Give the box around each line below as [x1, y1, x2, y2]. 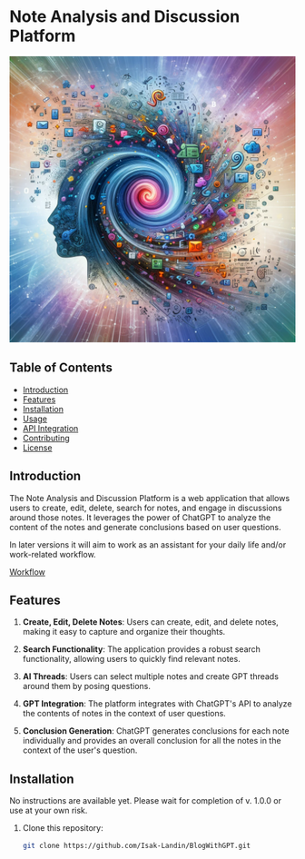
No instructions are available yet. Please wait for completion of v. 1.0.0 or [9, 795, 281, 806]
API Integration [22, 422, 79, 433]
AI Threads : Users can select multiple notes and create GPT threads [22, 671, 280, 682]
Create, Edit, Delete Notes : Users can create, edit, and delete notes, [22, 617, 279, 627]
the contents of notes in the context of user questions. [22, 708, 227, 719]
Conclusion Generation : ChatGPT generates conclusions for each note [22, 726, 290, 736]
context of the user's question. [22, 745, 138, 755]
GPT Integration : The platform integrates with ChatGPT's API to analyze [22, 698, 292, 709]
